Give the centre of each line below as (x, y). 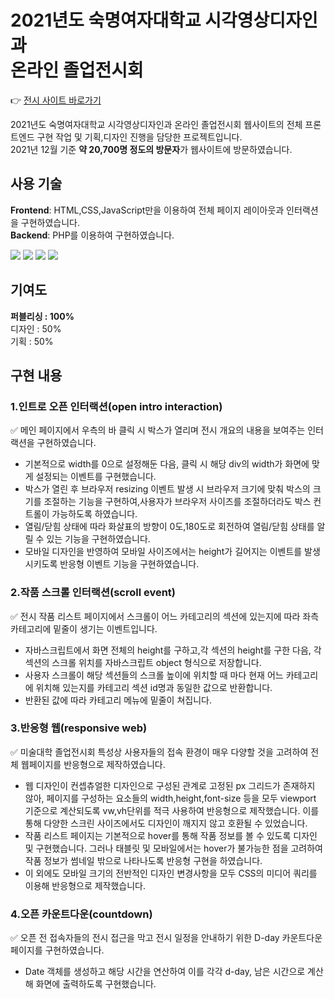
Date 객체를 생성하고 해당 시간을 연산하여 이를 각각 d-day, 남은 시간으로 (165, 972)
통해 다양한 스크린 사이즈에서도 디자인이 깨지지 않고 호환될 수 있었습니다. (166, 823)
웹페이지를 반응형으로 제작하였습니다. (93, 764)
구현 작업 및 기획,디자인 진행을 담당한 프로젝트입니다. (139, 137)
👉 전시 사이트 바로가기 (56, 100)
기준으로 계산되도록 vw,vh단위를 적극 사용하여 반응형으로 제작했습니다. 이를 (172, 810)
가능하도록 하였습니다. (94, 514)
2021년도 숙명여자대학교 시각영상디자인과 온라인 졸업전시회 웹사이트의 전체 (156, 124)
